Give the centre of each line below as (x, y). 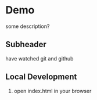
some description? (28, 26)
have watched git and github (39, 58)
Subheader (26, 44)
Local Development (41, 77)
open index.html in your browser (53, 91)
